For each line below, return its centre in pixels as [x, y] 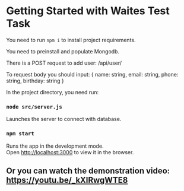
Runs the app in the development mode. [55, 146]
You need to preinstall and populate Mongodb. [63, 51]
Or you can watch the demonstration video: [88, 171]
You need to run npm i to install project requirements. [71, 40]
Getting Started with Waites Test [88, 11]
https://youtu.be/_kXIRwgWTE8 [67, 180]
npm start [20, 134]
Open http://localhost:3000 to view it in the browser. [70, 152]
